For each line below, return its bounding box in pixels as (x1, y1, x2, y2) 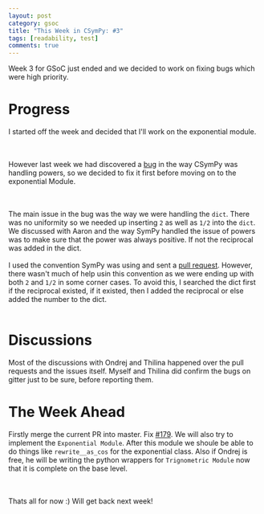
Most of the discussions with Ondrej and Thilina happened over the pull (8, 358, 245, 367)
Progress (8, 100, 71, 119)
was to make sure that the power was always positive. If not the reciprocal (8, 235, 254, 245)
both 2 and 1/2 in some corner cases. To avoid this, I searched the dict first (8, 278, 257, 288)
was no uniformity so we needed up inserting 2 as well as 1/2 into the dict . (8, 218, 256, 227)
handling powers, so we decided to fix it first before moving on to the (8, 168, 237, 177)
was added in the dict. (8, 243, 82, 253)
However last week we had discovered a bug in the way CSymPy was (8, 160, 238, 169)
